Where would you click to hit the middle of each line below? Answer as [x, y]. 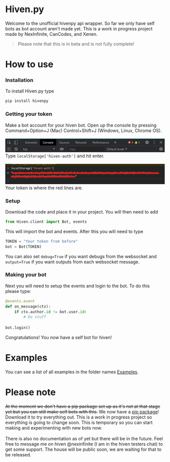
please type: [18, 291]
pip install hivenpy [27, 101]
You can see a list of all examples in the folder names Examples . [72, 372]
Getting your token [29, 114]
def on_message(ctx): [28, 306]
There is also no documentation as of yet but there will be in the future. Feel [84, 438]
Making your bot [26, 275]
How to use [29, 65]
